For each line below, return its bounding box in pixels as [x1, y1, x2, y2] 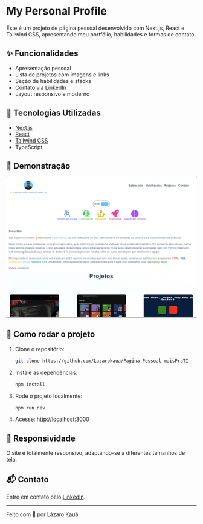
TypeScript [14, 143, 43, 150]
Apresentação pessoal [14, 64, 71, 72]
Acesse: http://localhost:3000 [14, 415, 89, 423]
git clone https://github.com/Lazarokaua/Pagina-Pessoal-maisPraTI [14, 358, 188, 364]
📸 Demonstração [6, 161, 71, 171]
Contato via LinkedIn [14, 84, 66, 91]
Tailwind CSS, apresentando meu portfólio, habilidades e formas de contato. [6, 30, 196, 38]
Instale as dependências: [14, 369, 77, 376]
